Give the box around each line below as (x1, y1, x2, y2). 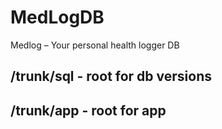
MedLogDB (10, 6, 105, 29)
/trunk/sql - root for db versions (10, 68, 212, 85)
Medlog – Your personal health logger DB (10, 39, 180, 51)
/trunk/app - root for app (10, 102, 167, 119)
